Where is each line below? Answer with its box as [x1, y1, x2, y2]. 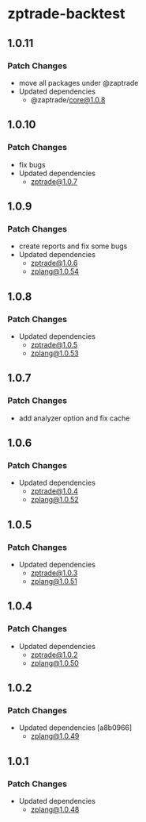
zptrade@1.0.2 [30, 650, 78, 659]
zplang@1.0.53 [30, 348, 80, 358]
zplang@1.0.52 [30, 495, 80, 505]
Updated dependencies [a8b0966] [18, 723, 133, 732]
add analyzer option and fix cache [18, 413, 130, 423]
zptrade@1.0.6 [30, 259, 78, 268]
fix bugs [18, 159, 46, 169]
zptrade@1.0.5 [30, 340, 78, 349]
